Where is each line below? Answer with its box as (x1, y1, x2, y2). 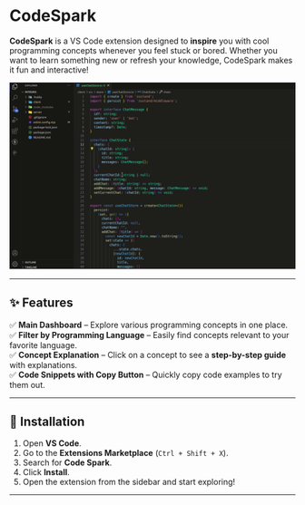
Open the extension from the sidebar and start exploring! (22, 477, 236, 488)
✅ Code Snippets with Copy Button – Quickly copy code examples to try (9, 369, 283, 380)
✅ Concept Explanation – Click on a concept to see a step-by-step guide (9, 349, 287, 360)
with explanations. (9, 359, 78, 370)
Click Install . (22, 467, 70, 478)
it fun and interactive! (9, 64, 89, 75)
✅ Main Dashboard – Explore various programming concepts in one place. (9, 319, 289, 330)
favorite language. (9, 339, 77, 350)
